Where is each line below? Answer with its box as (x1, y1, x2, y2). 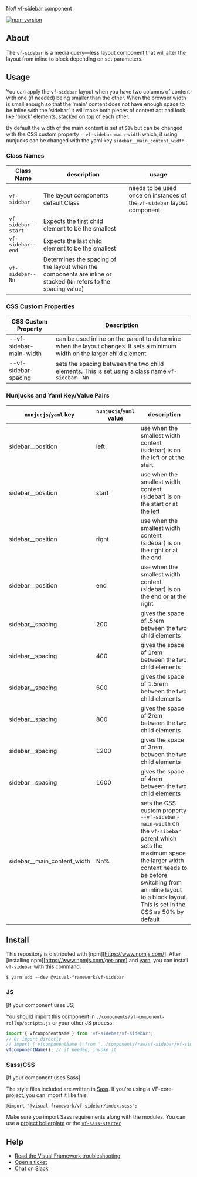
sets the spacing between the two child (55, 360, 164, 368)
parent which (140, 834, 177, 842)
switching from (140, 878, 182, 886)
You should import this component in (6, 1013, 95, 1020)
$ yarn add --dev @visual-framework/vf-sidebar (6, 975, 125, 981)
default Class (43, 198, 80, 206)
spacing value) (43, 285, 84, 293)
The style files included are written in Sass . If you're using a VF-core (6, 1085, 172, 1093)
